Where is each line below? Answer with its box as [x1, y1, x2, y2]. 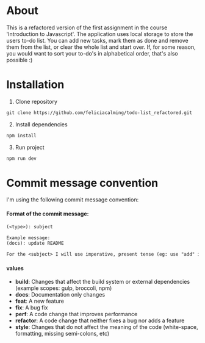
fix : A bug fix [15, 304, 48, 311]
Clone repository [15, 98, 58, 105]
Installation [6, 78, 65, 92]
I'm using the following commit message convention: [6, 196, 139, 203]
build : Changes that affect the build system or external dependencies [15, 278, 190, 286]
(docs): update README [6, 240, 64, 247]
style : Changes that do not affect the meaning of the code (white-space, [15, 323, 198, 331]
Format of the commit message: [6, 210, 89, 217]
